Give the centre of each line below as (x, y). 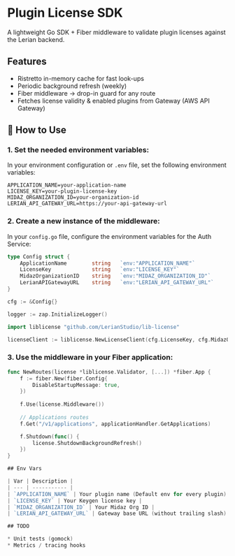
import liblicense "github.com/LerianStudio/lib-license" (93, 327)
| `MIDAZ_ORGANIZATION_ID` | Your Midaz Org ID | (81, 507)
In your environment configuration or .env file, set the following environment (117, 165)
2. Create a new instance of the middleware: (84, 221)
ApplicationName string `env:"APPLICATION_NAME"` (108, 263)
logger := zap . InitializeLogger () (58, 314)
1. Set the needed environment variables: (78, 150)
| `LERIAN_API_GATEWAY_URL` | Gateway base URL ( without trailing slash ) (117, 514)
